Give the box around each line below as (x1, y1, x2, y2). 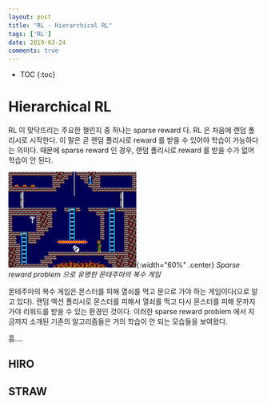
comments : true (8, 46, 59, 55)
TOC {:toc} (19, 70, 56, 79)
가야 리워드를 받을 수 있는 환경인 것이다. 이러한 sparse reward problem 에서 (8, 307, 246, 317)
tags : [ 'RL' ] (8, 30, 52, 38)
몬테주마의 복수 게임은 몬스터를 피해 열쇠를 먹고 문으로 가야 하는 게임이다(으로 (8, 287, 250, 297)
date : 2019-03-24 (8, 38, 66, 46)
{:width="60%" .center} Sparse (136, 261, 241, 270)
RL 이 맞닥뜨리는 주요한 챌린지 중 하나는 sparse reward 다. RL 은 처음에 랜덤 (8, 125, 246, 135)
